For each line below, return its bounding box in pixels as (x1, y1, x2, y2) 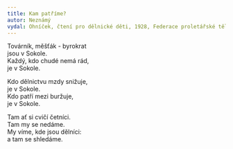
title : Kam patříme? (7, 10, 67, 17)
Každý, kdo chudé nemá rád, (7, 57, 89, 65)
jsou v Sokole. (7, 49, 47, 58)
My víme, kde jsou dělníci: (7, 128, 82, 136)
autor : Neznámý (7, 17, 51, 24)
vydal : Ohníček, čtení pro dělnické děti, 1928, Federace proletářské (7, 23, 216, 30)
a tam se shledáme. (7, 135, 64, 143)
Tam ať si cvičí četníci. (7, 113, 71, 121)
